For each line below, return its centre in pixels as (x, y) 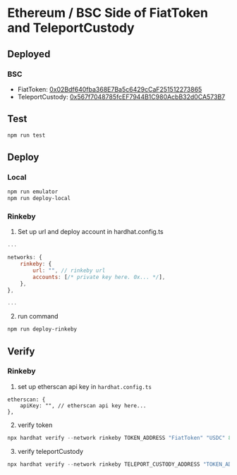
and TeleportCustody (71, 28)
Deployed (29, 54)
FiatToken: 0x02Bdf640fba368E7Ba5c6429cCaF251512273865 (110, 89)
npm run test (26, 135)
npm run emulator (33, 192)
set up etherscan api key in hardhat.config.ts (84, 386)
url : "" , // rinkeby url (69, 270)
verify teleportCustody (50, 451)
